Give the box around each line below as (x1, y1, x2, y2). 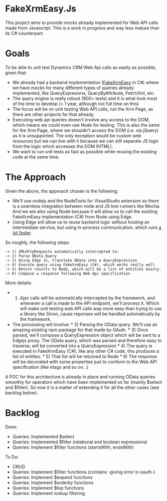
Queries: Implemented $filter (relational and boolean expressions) (12, 439, 148, 445)
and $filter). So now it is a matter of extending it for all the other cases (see (5, 384, 160, 390)
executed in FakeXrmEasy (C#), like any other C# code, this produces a (12, 348, 160, 354)
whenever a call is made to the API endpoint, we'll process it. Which (19, 300, 160, 306)
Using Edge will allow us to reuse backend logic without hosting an (12, 219, 150, 225)
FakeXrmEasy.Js (5, 3, 76, 15)
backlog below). (5, 389, 38, 396)
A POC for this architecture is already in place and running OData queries (5, 374, 156, 380)
